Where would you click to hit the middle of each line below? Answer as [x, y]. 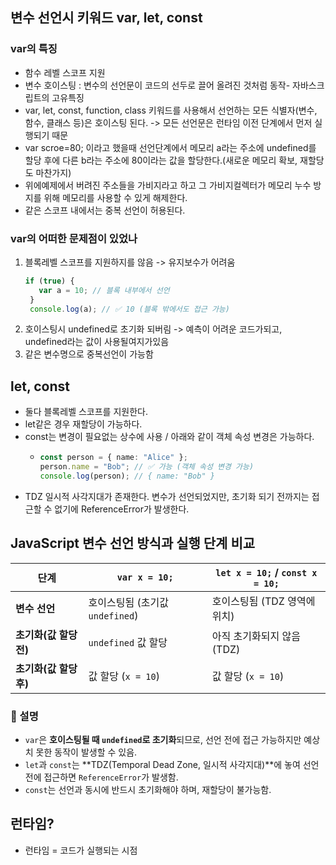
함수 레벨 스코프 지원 [65, 72]
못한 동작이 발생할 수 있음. [86, 752]
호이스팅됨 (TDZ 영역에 [263, 601]
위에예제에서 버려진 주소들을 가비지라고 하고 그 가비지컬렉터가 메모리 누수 [168, 185]
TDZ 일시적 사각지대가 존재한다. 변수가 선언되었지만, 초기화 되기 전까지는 [167, 496]
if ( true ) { [49, 281]
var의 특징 [34, 49]
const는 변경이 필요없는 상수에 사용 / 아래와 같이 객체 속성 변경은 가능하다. [169, 437]
